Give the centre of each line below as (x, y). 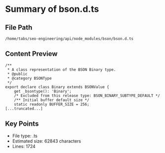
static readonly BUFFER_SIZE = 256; (52, 104)
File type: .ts (25, 136)
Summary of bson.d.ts (52, 9)
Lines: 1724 (24, 146)
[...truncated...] (24, 108)
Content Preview (31, 54)
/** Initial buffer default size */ (52, 100)
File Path (19, 27)
